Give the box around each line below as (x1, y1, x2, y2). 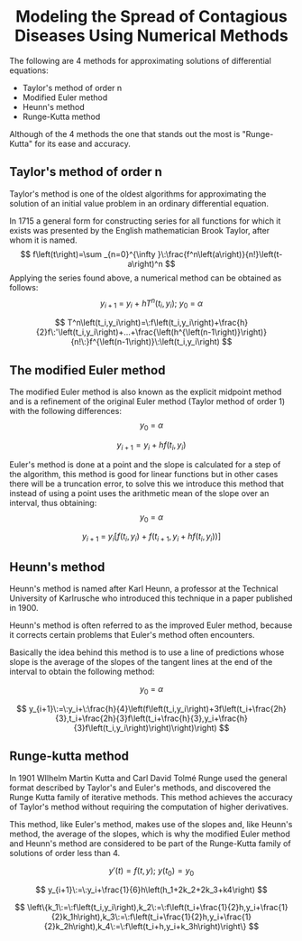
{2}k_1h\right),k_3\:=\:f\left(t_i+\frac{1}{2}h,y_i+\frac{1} (50, 911, 252, 922)
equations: (9, 65, 49, 76)
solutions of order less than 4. (9, 847, 121, 858)
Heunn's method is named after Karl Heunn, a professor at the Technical (9, 584, 279, 595)
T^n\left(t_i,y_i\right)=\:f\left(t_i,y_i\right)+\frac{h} (67, 318, 249, 328)
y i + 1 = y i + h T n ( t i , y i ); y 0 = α (100, 296, 203, 310)
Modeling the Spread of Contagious (14, 6, 288, 27)
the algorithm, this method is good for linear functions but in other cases (9, 468, 279, 479)
